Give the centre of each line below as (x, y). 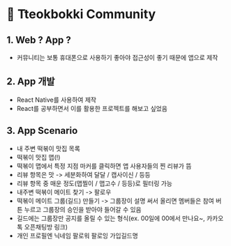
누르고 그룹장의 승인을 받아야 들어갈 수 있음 (83, 209)
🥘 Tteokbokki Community (81, 14)
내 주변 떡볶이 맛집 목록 (49, 148)
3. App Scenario (42, 131)
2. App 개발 (31, 82)
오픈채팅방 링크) (46, 226)
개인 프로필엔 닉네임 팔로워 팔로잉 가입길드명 (77, 236)
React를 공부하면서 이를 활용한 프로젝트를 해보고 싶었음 (92, 108)
